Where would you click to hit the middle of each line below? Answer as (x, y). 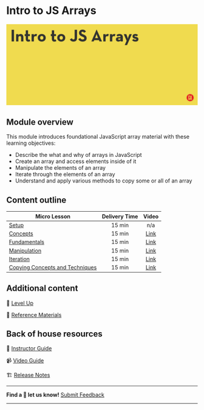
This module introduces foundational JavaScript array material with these (98, 137)
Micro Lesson (53, 216)
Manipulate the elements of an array (60, 168)
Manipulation (25, 251)
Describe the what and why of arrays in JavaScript (78, 155)
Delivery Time (120, 216)
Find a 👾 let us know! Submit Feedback (55, 395)
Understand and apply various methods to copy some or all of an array (104, 181)
